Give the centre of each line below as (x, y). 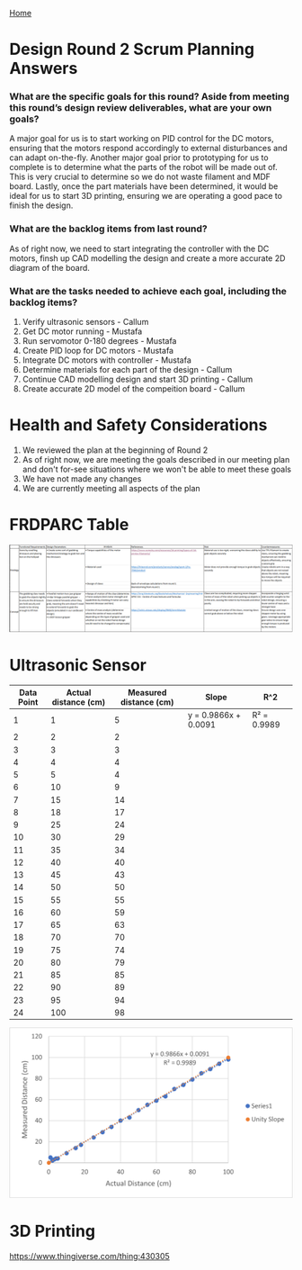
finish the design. (41, 205)
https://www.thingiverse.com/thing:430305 (90, 1256)
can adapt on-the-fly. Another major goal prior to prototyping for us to (139, 158)
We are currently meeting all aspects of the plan (111, 489)
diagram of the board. (49, 267)
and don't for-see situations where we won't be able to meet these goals (157, 469)
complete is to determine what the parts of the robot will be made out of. (144, 167)
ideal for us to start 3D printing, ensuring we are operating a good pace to (146, 196)
